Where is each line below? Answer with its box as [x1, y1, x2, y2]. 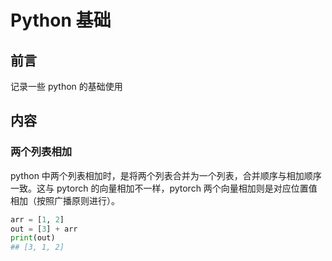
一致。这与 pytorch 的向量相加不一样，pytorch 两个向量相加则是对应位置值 [10, 182, 318, 194]
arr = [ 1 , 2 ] [10, 214, 65, 225]
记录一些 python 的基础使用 [10, 81, 123, 92]
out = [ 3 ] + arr [10, 224, 78, 234]
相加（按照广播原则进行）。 [10, 194, 120, 206]
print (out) [10, 233, 56, 243]
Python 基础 [10, 9, 112, 32]
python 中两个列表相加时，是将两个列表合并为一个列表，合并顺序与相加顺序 [10, 169, 322, 181]
